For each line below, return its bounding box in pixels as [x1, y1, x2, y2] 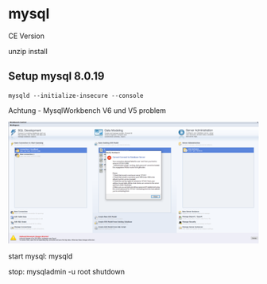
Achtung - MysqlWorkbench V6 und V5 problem [8, 105, 167, 115]
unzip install [8, 46, 48, 56]
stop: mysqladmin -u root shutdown [8, 266, 126, 276]
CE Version [8, 31, 45, 41]
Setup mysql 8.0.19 [8, 69, 105, 84]
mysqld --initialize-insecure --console [8, 91, 145, 99]
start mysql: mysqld [8, 251, 73, 261]
